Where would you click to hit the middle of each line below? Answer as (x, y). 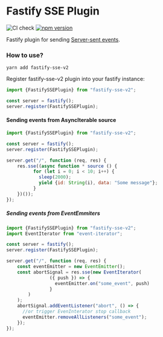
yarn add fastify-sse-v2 (37, 68)
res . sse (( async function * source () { (67, 166)
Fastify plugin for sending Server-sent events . (63, 39)
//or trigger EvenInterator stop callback (76, 312)
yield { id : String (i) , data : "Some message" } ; (98, 183)
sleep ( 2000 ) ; (55, 177)
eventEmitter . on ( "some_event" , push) (102, 283)
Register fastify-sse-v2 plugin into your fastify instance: (75, 79)
